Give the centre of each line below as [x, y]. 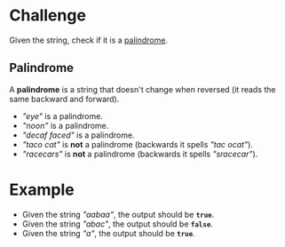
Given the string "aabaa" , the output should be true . [118, 214]
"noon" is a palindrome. [65, 125]
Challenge [48, 16]
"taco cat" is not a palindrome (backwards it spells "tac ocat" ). [137, 144]
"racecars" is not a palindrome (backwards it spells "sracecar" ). [140, 154]
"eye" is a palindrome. [63, 116]
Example [42, 190]
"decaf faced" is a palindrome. [78, 135]
